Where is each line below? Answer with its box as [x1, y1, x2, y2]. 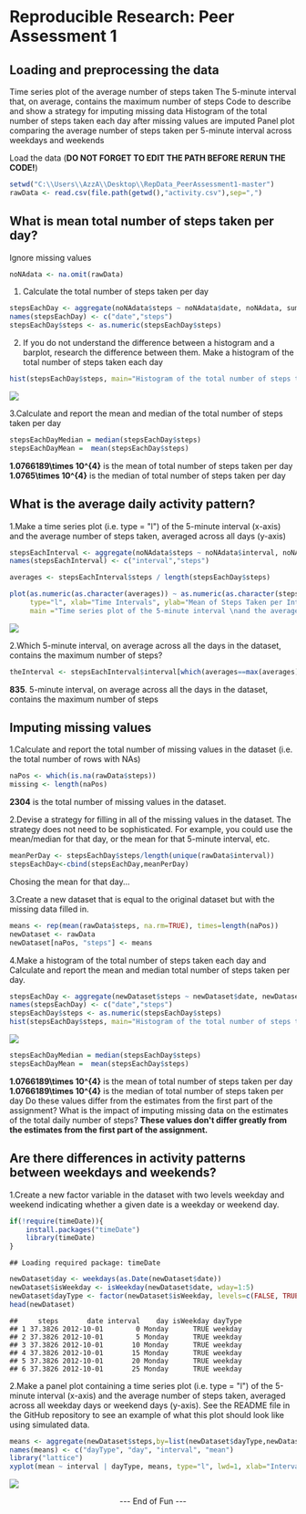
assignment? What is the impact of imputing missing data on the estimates [9, 1104, 289, 1115]
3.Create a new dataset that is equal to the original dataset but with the [9, 893, 275, 904]
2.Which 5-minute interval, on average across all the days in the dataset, [9, 640, 281, 651]
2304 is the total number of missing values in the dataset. [9, 797, 227, 808]
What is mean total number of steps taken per [9, 214, 275, 229]
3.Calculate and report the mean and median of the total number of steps [9, 408, 284, 419]
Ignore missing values [9, 252, 92, 263]
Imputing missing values [9, 720, 152, 736]
